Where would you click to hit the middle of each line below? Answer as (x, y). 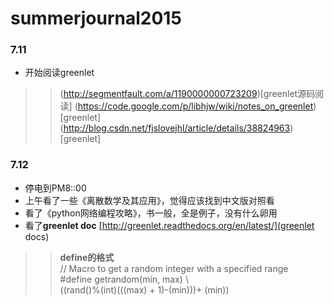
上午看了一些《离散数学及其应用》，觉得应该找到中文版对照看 (149, 200)
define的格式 (87, 257)
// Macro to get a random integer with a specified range (174, 268)
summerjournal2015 (96, 18)
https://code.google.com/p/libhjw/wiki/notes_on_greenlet (195, 106)
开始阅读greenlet (59, 73)
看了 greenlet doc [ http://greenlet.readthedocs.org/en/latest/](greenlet (169, 225)
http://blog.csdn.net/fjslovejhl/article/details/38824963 (177, 128)
